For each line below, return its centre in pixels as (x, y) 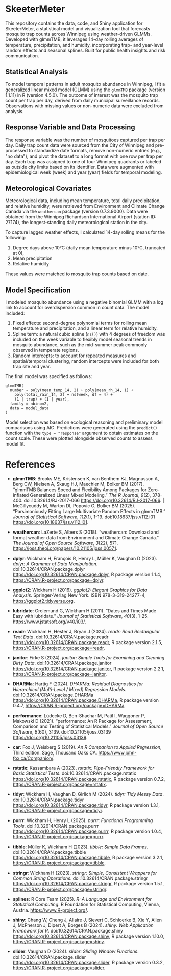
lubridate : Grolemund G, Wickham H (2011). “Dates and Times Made (84, 611)
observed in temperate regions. (46, 350)
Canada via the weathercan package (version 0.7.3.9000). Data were (77, 212)
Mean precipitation (32, 258)
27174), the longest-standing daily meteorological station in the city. (77, 223)
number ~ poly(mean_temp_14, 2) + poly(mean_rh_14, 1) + (72, 390)
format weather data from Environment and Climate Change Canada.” (86, 538)
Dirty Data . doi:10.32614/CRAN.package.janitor (62, 663)
